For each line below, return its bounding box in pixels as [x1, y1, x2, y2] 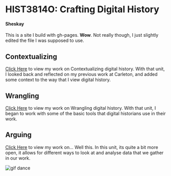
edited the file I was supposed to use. [5, 37, 84, 44]
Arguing [5, 131, 32, 139]
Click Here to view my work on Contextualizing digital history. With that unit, [5, 66, 165, 72]
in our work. [5, 155, 31, 161]
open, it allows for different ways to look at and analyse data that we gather [5, 149, 164, 156]
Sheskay [5, 20, 25, 27]
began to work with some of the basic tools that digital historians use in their [5, 111, 166, 117]
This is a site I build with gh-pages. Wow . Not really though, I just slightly [5, 32, 159, 38]
